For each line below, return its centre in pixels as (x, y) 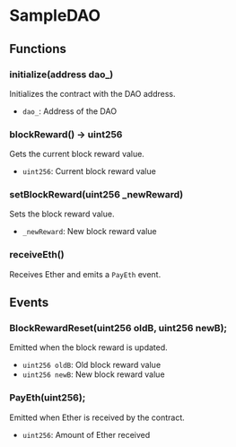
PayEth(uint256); (48, 398)
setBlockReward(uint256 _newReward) (96, 195)
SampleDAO (55, 16)
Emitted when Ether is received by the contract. (97, 417)
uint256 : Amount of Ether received (86, 434)
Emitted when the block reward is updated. (88, 347)
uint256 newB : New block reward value (93, 374)
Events (29, 303)
